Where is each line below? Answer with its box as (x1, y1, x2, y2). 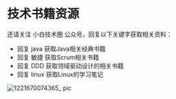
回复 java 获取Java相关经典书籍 (16, 44, 106, 53)
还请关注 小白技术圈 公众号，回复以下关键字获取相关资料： (7, 30, 173, 38)
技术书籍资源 (7, 6, 80, 22)
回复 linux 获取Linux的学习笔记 (16, 70, 104, 79)
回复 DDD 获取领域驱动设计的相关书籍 (16, 61, 124, 70)
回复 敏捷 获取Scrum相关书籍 (16, 53, 99, 61)
